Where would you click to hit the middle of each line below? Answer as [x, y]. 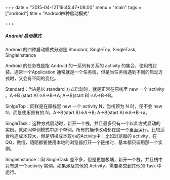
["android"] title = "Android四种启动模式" [48, 13]
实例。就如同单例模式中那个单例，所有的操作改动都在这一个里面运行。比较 [83, 129]
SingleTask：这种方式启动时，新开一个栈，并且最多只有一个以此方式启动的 [83, 123]
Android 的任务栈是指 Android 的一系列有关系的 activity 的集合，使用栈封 [81, 65]
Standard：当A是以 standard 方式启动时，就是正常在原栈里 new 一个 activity [85, 89]
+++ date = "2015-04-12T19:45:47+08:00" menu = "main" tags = [73, 7]
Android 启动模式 [23, 35]
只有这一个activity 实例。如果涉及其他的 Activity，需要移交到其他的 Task [81, 166]
